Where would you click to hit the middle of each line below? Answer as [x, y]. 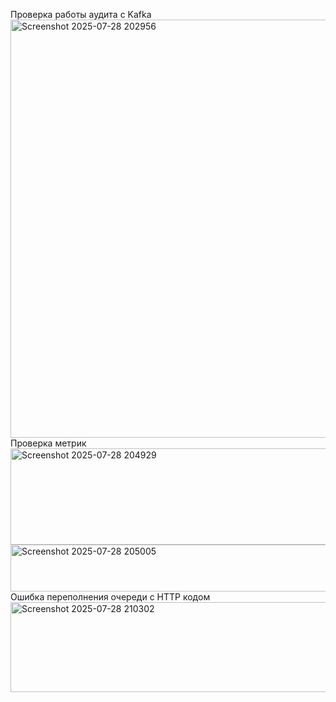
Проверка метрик [48, 443]
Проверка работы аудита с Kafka [81, 14]
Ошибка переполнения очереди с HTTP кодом [110, 597]
